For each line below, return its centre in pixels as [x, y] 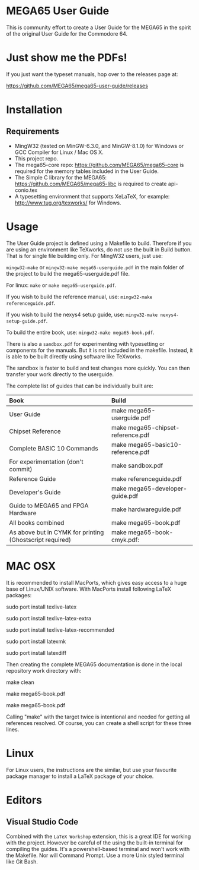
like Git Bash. [22, 861]
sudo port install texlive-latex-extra [49, 618]
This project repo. [36, 158]
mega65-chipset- [154, 427]
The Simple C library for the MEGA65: [61, 177]
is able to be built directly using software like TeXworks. [74, 356]
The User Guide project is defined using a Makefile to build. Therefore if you [99, 243]
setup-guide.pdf [26, 321]
